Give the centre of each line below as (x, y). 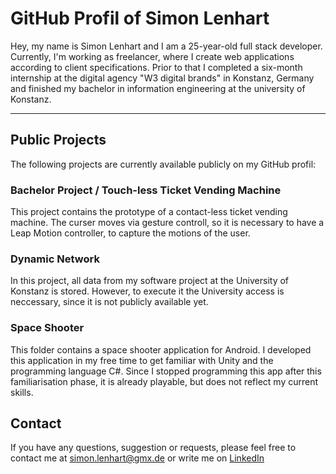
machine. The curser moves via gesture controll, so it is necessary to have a (167, 223)
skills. (22, 392)
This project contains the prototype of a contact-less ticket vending (149, 212)
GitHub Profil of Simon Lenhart (140, 18)
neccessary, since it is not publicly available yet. (109, 302)
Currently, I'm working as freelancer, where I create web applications (152, 56)
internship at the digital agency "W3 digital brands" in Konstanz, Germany (162, 78)
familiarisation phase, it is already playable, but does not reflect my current (164, 381)
